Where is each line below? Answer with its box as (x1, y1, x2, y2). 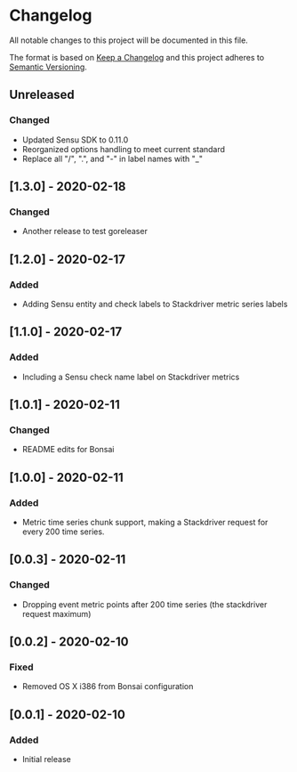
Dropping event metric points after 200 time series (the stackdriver (21, 598, 268, 610)
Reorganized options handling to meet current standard (21, 143, 225, 154)
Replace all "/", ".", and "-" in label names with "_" (21, 153, 203, 164)
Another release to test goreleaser (21, 226, 148, 237)
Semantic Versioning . (9, 61, 87, 72)
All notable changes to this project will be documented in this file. (9, 35, 249, 45)
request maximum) (21, 608, 92, 619)
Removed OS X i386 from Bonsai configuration (21, 681, 194, 692)
